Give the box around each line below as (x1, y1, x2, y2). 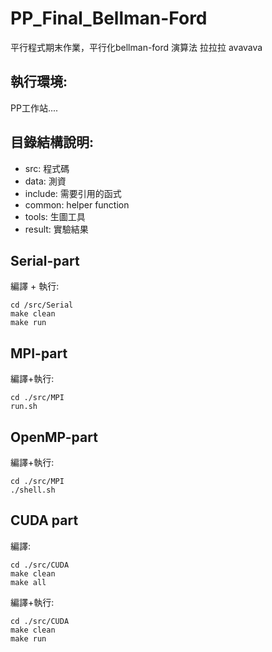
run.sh (10, 402, 38, 412)
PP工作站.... (10, 102, 59, 114)
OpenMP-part (10, 428, 98, 446)
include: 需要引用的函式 (24, 187, 122, 199)
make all (10, 577, 47, 587)
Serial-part (10, 252, 80, 269)
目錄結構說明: (10, 134, 95, 151)
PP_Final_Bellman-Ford (10, 7, 208, 30)
